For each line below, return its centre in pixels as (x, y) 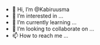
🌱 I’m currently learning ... (44, 22)
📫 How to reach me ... (40, 36)
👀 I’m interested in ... (38, 16)
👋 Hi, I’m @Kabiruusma (41, 9)
